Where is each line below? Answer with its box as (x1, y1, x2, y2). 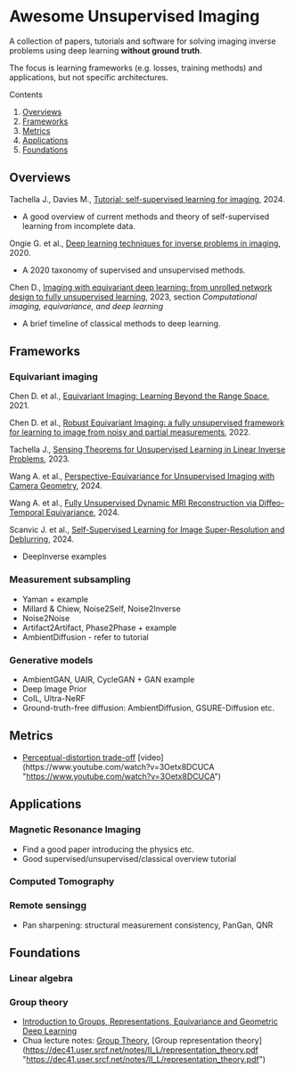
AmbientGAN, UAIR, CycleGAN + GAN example (21, 675, 195, 685)
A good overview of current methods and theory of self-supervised (21, 211, 270, 222)
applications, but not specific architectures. (9, 71, 169, 82)
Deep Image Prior (21, 684, 87, 694)
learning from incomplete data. (21, 220, 136, 231)
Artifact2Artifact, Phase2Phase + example (21, 622, 177, 633)
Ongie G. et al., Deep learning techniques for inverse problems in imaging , (9, 238, 281, 249)
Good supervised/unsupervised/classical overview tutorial (21, 853, 237, 864)
